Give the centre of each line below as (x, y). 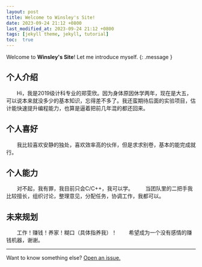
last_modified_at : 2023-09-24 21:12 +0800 (60, 29)
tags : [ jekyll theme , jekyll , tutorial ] (58, 34)
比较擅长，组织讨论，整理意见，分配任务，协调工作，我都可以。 (85, 196)
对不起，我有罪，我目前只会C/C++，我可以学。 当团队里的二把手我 (105, 189)
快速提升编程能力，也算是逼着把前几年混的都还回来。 (82, 108)
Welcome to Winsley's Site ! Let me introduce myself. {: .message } (89, 57)
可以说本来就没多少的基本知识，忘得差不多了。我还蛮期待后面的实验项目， (98, 101)
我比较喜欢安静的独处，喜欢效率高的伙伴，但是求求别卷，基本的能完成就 (106, 145)
